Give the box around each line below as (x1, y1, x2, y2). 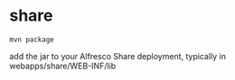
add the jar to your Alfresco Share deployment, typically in (9, 50, 226, 61)
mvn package (9, 35, 54, 44)
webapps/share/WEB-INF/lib (9, 60, 117, 71)
